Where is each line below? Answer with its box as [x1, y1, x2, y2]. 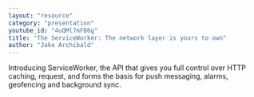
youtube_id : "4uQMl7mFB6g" [8, 26, 98, 34]
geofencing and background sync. [8, 80, 121, 90]
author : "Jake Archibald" [8, 41, 94, 49]
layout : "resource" [8, 11, 73, 20]
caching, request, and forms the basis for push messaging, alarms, [8, 72, 229, 81]
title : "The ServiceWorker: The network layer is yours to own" [8, 33, 227, 42]
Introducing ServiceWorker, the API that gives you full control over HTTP [8, 63, 246, 72]
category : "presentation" [8, 19, 94, 27]
